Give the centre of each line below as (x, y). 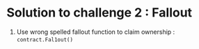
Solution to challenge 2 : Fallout (99, 13)
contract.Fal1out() (45, 39)
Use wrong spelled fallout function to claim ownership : (96, 32)
